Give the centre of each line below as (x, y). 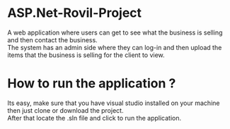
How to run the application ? (92, 84)
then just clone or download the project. (65, 110)
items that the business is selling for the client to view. (86, 55)
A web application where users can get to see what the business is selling (115, 32)
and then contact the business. (52, 39)
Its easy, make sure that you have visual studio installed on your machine (114, 103)
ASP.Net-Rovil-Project (75, 13)
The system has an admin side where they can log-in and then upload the (115, 47)
